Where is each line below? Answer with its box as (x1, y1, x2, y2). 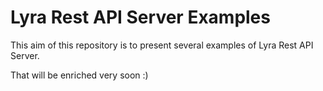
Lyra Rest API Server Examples (10, 6, 271, 29)
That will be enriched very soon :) (10, 69, 149, 81)
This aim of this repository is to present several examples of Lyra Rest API (10, 39, 314, 51)
